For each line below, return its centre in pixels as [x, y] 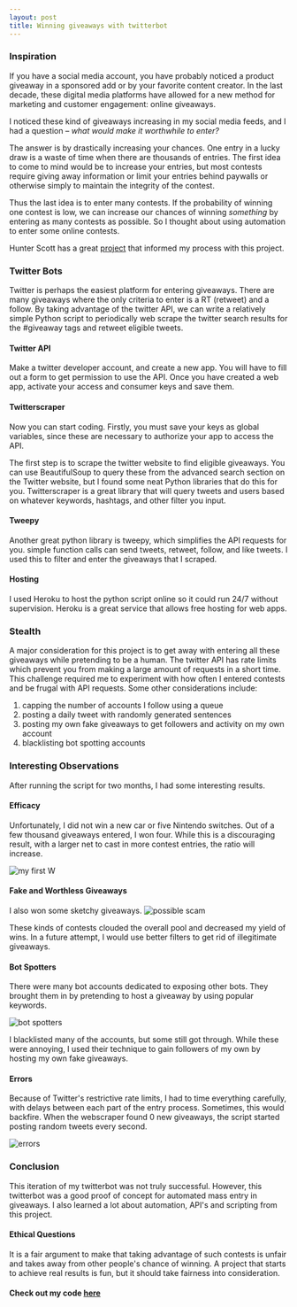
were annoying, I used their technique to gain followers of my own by [135, 1049]
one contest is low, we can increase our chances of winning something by [144, 212]
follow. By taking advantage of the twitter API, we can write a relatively [137, 309]
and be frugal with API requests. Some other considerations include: [133, 688]
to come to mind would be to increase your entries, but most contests [136, 166]
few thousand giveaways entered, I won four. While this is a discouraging [142, 834]
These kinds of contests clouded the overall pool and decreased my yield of [148, 927]
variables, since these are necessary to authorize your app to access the [141, 436]
